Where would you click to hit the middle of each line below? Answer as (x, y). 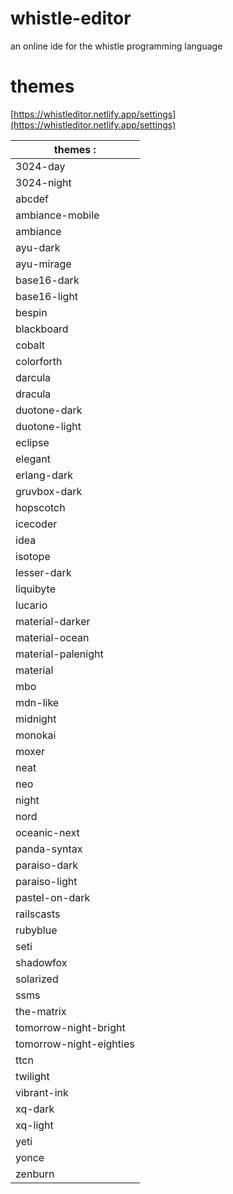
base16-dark (47, 280)
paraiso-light (46, 881)
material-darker (53, 621)
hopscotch (40, 507)
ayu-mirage (43, 264)
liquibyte (35, 589)
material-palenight (59, 654)
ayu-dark (38, 247)
